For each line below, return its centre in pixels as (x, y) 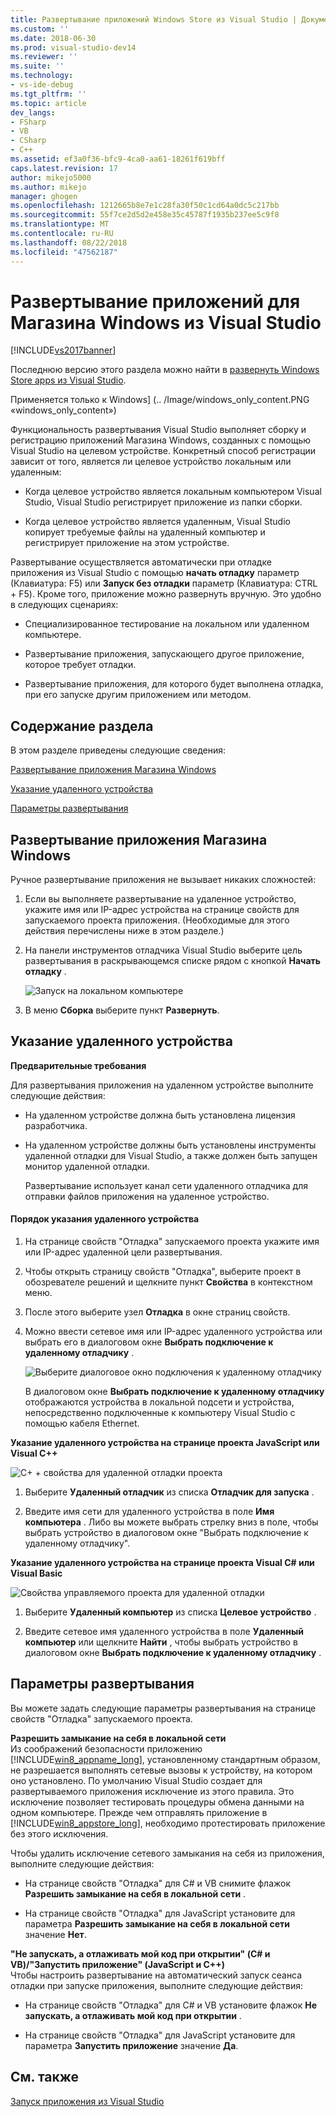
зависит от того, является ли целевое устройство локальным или (151, 462)
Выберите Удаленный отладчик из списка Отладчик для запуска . (169, 1492)
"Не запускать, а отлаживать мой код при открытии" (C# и (140, 1953)
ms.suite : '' (37, 66)
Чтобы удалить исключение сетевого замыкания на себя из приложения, (167, 1853)
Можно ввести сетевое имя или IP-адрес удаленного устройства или (173, 1332)
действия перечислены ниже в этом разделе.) (124, 931)
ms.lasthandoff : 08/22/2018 (69, 242)
